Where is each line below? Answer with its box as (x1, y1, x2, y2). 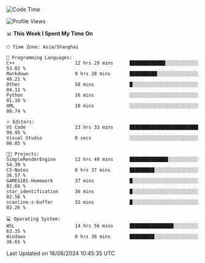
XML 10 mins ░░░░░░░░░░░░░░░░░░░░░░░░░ (6, 103, 199, 109)
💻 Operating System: (6, 216, 61, 222)
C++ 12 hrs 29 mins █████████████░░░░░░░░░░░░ (6, 60, 199, 66)
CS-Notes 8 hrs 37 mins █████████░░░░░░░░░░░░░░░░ (6, 167, 199, 173)
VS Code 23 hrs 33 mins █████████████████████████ (6, 124, 199, 130)
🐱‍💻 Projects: (6, 151, 40, 157)
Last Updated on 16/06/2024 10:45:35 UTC (6, 250, 115, 257)
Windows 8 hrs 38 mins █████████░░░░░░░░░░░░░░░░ (6, 234, 199, 240)
